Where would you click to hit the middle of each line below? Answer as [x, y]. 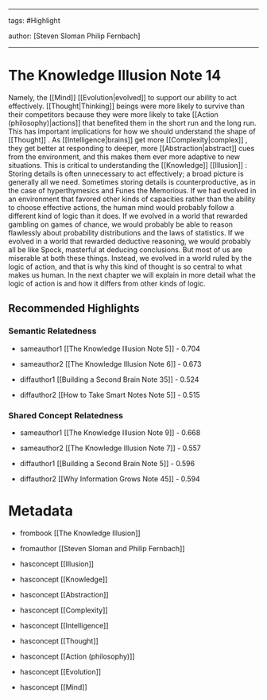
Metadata [41, 511]
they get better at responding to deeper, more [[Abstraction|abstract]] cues [132, 148]
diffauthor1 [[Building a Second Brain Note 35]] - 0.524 [109, 379]
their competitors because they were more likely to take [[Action [113, 114]
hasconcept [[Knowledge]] [64, 579]
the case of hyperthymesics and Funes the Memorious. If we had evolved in [132, 190]
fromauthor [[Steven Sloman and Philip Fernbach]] [102, 548]
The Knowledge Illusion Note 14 [115, 76]
